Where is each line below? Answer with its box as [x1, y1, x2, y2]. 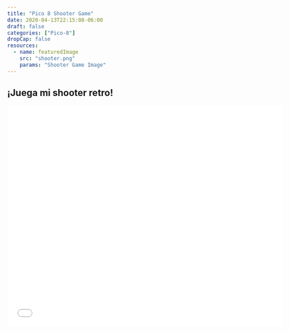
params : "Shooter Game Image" [19, 61, 107, 68]
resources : [7, 42, 39, 49]
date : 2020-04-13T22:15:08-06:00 [7, 17, 103, 23]
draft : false [7, 23, 45, 30]
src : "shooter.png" [19, 55, 76, 62]
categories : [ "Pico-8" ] [7, 29, 76, 37]
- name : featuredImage [13, 49, 79, 56]
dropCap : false [7, 36, 51, 43]
